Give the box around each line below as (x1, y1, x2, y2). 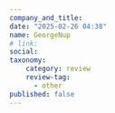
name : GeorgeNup (9, 30, 71, 39)
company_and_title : (9, 13, 83, 23)
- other (33, 81, 63, 90)
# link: (9, 38, 39, 48)
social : (9, 47, 39, 56)
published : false (9, 89, 75, 98)
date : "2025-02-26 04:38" (9, 22, 107, 31)
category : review (25, 65, 91, 74)
